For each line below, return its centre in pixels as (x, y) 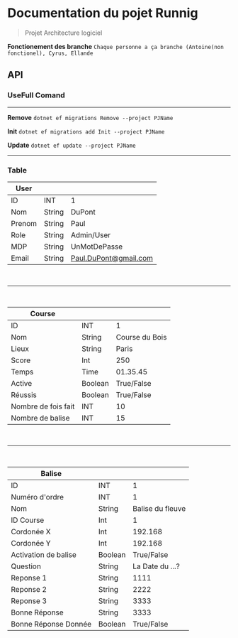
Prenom (24, 223)
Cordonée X (31, 531)
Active (22, 383)
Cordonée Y (31, 543)
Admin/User (91, 234)
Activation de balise (44, 554)
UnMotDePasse (97, 247)
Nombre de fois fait (43, 406)
